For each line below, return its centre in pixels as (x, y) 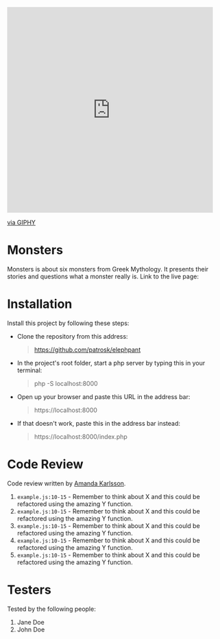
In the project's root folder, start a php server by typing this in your (111, 363)
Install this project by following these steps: (68, 323)
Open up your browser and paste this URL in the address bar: (103, 396)
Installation (40, 304)
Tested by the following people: (51, 609)
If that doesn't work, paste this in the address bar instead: (98, 423)
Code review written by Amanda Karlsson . (66, 483)
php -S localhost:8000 (66, 383)
